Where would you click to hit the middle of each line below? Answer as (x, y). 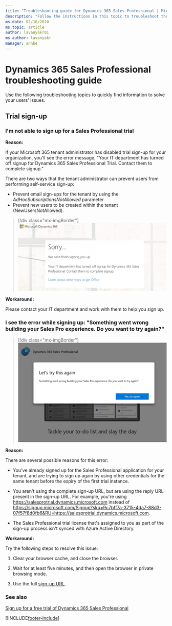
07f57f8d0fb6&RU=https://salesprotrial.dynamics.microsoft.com (81, 513)
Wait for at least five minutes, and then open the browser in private (83, 568)
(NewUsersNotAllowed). (38, 210)
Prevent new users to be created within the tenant (65, 205)
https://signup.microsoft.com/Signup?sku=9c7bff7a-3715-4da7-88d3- (87, 508)
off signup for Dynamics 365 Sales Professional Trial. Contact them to (79, 163)
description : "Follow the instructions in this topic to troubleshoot (82, 16)
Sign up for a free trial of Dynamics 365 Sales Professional (67, 608)
